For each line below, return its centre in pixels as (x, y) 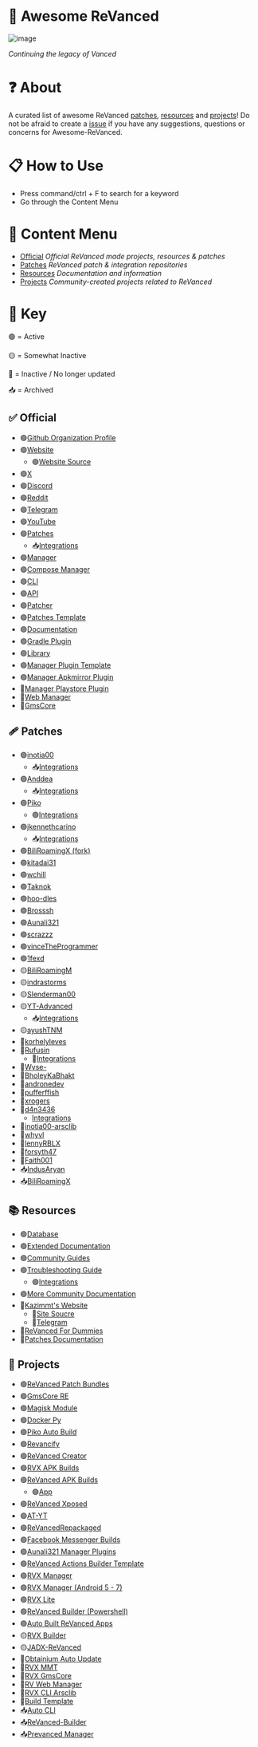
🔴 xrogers (35, 1101)
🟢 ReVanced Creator (53, 1456)
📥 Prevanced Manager (57, 1733)
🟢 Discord (36, 485)
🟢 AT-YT (33, 1516)
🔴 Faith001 (36, 1161)
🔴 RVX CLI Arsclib (48, 1692)
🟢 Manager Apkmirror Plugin (66, 676)
